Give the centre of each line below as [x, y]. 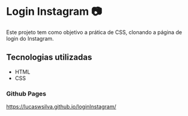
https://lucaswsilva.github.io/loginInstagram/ [61, 107]
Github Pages [26, 93]
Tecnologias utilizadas [49, 57]
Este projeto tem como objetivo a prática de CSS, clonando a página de [94, 32]
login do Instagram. [30, 38]
